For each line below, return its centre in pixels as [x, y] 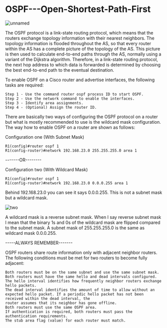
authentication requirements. [37, 316]
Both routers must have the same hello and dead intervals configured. [81, 276]
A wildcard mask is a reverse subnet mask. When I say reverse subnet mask [83, 217]
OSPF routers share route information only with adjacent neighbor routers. [81, 252]
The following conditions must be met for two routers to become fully [76, 258]
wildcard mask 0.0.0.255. [31, 233]
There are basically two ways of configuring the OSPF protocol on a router [82, 117]
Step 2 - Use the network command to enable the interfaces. [70, 99]
